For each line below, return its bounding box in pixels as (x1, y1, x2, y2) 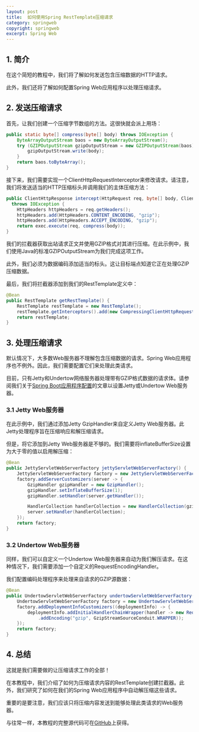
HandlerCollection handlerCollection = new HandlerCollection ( (27, 503, 187, 510)
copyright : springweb (6, 25, 60, 31)
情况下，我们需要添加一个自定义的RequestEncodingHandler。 (11, 563, 162, 570)
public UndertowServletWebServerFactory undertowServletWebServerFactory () (6, 593, 197, 599)
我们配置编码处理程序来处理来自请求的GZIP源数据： (6, 576, 132, 583)
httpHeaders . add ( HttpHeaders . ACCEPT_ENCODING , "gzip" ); (17, 217, 158, 223)
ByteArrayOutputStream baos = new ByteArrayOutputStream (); (17, 137, 168, 143)
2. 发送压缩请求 (6, 103, 62, 113)
